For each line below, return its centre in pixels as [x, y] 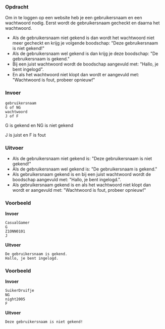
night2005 [15, 299]
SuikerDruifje [20, 291]
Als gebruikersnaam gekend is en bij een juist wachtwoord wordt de [82, 174]
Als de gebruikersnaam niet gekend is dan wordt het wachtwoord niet [83, 38]
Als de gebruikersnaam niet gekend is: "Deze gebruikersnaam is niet [82, 158]
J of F [12, 116]
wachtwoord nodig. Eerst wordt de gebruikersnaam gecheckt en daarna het [82, 23]
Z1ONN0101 [15, 231]
